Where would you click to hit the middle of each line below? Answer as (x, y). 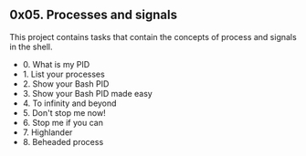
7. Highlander (47, 132)
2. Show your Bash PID (66, 83)
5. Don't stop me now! (64, 112)
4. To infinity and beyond (69, 103)
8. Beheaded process (63, 141)
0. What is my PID (56, 64)
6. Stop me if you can (63, 122)
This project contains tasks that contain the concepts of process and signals (153, 36)
